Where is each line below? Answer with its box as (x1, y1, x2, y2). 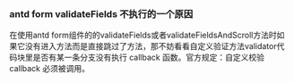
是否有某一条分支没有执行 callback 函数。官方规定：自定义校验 (32, 52, 264, 63)
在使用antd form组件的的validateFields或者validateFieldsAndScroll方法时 (9, 29, 278, 41)
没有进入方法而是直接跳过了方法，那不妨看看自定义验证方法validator (24, 41, 277, 52)
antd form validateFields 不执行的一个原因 (9, 7, 194, 20)
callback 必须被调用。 (9, 63, 90, 74)
